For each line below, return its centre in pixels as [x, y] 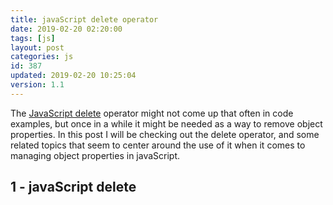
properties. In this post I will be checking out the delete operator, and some [165, 134]
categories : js [42, 57]
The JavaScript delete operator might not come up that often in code [152, 113]
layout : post [37, 47]
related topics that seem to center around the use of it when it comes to [158, 145]
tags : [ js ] [33, 38]
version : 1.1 [37, 85]
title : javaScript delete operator [84, 19]
